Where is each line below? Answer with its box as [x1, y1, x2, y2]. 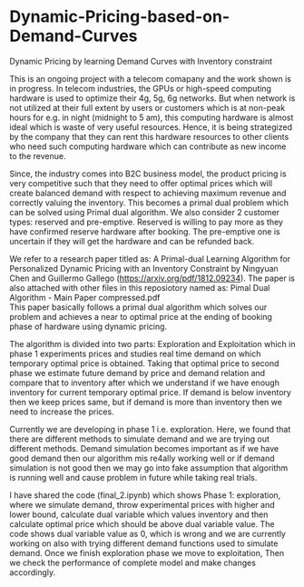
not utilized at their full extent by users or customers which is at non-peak [9, 102, 286, 113]
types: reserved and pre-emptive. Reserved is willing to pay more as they [9, 216, 284, 227]
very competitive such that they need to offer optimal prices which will [9, 177, 273, 188]
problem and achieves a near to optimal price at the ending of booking [9, 311, 272, 322]
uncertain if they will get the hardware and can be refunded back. [9, 235, 255, 246]
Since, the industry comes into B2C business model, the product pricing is [9, 168, 288, 179]
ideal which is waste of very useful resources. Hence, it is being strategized [9, 121, 293, 133]
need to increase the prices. [9, 406, 115, 417]
